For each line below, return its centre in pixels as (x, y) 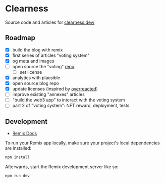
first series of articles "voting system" (51, 55)
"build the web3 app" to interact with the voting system (69, 100)
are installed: (18, 148)
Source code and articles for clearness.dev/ (50, 22)
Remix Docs (25, 134)
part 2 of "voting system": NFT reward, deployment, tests (71, 106)
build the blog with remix (37, 49)
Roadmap (20, 38)
